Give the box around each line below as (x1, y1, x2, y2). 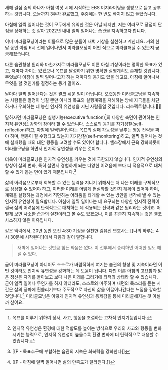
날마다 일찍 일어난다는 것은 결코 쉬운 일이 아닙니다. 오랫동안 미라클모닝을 (5, 91, 146, 97)
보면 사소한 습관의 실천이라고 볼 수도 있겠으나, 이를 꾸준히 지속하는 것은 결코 (14, 211, 162, 217)
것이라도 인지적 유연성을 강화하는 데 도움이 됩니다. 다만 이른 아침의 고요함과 (10, 267, 157, 274)
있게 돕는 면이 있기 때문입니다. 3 (15, 168, 77, 175)
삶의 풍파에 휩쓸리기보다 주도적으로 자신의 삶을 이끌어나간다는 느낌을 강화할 (14, 286, 161, 292)
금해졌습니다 (5, 51, 30, 57)
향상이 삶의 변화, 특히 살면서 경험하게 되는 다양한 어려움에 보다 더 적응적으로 (5, 162, 153, 169)
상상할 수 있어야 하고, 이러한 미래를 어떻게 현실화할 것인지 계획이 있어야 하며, (10, 186, 160, 192)
